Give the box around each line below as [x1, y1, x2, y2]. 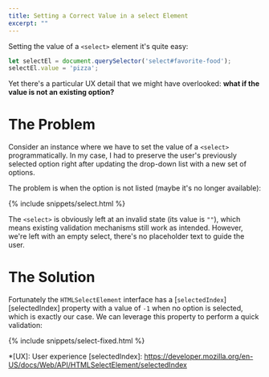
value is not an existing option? [8, 88, 115, 97]
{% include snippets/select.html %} [8, 199, 126, 209]
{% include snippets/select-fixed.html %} [8, 336, 145, 346]
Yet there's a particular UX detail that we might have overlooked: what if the [8, 79, 260, 88]
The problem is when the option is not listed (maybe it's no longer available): [8, 183, 262, 193]
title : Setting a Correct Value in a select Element [8, 11, 189, 20]
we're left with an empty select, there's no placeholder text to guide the [8, 232, 245, 241]
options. [8, 168, 36, 178]
